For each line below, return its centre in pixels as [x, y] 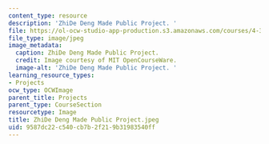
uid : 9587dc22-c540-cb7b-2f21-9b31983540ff [82, 127]
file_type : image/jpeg [46, 38]
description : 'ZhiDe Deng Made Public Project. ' [93, 23]
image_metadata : [35, 46]
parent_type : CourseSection [55, 105]
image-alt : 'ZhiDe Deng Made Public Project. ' [96, 68]
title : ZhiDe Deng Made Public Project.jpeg [84, 120]
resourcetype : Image [43, 113]
